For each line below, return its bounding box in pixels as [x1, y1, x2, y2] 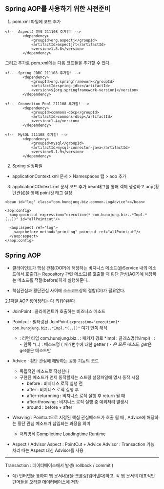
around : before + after [26, 404, 73, 410]
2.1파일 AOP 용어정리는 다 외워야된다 [5, 298, 76, 304]
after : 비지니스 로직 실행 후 [26, 386, 79, 392]
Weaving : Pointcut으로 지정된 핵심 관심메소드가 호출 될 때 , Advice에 [12, 414, 146, 420]
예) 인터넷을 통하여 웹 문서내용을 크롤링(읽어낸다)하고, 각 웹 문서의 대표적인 [12, 472, 155, 478]
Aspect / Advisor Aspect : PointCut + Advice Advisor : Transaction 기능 [12, 441, 155, 447]
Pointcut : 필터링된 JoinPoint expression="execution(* [12, 318, 120, 324]
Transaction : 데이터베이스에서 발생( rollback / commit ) [5, 462, 114, 468]
